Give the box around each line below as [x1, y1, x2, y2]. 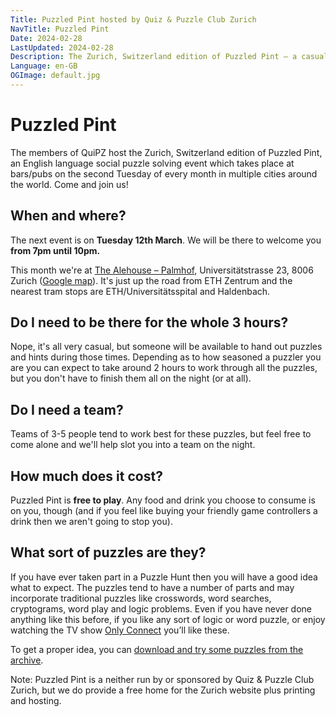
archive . [10, 654, 44, 666]
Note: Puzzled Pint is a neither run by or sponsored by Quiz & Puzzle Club [10, 673, 315, 685]
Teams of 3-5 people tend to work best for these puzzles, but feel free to [10, 428, 312, 440]
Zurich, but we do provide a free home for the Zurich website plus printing [10, 684, 316, 696]
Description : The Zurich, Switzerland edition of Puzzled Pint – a [10, 52, 298, 62]
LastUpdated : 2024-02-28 [10, 42, 114, 53]
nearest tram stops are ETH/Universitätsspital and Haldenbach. [10, 285, 271, 297]
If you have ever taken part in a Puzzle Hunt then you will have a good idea [10, 571, 318, 583]
